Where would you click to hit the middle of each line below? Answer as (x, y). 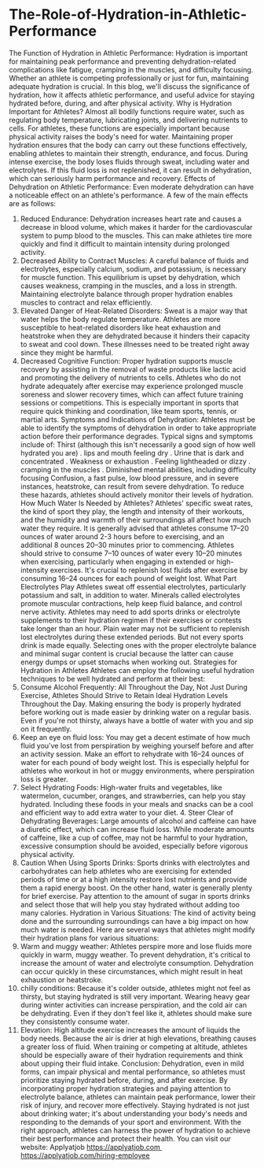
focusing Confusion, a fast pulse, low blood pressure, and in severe (129, 478)
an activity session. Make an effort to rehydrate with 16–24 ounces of (132, 754)
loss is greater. (44, 779)
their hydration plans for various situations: (90, 937)
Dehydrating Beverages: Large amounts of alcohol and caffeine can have (138, 821)
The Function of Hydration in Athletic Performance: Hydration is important (128, 53)
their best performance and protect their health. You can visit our (125, 1138)
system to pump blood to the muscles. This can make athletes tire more (136, 235)
